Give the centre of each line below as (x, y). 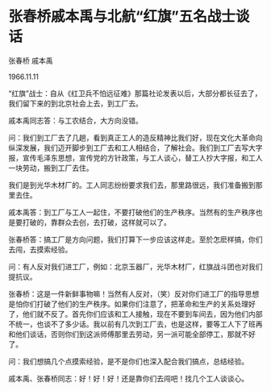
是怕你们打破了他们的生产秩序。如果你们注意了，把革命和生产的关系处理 (128, 304)
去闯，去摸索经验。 (40, 249)
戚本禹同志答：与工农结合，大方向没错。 (75, 120)
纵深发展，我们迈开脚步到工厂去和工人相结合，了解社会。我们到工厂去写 (128, 148)
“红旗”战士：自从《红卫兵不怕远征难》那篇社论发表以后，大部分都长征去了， (135, 93)
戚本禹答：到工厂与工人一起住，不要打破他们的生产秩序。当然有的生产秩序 (132, 212)
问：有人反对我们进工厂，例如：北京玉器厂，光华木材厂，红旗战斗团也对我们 (135, 266)
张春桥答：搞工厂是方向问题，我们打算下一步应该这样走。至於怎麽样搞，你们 (135, 239)
